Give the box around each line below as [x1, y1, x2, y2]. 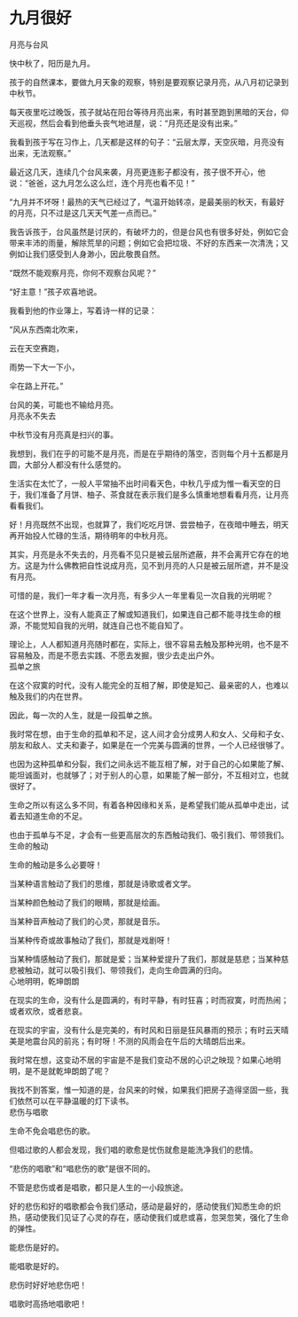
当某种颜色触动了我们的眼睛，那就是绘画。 [9, 897, 165, 907]
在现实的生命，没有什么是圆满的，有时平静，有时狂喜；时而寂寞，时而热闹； [9, 994, 289, 1005]
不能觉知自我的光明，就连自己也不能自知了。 [24, 620, 188, 631]
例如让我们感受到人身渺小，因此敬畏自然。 [9, 248, 165, 259]
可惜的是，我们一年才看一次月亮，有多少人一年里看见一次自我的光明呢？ [9, 590, 273, 600]
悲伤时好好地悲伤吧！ [9, 1279, 87, 1290]
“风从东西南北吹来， [9, 324, 83, 334]
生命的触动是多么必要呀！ [9, 859, 103, 870]
